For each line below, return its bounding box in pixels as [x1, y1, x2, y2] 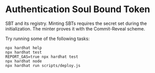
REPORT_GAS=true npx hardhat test [5, 54, 79, 59]
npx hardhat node [5, 58, 42, 64]
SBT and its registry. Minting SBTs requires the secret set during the [5, 20, 147, 26]
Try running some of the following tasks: [5, 35, 90, 42]
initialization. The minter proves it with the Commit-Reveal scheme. [5, 25, 145, 31]
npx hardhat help [5, 45, 42, 50]
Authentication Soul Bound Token [5, 4, 150, 15]
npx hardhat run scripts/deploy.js [5, 63, 81, 68]
